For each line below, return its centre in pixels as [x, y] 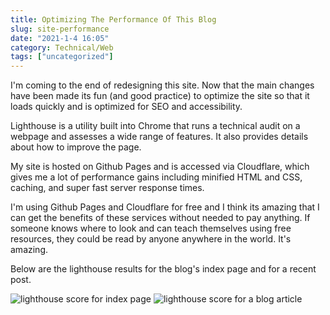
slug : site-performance [60, 29]
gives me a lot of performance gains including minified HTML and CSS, [156, 177]
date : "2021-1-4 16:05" [60, 38]
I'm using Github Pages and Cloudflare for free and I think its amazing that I [165, 207]
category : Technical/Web [62, 47]
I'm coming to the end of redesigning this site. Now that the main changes [162, 85]
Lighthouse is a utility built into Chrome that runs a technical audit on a [155, 126]
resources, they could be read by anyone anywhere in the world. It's [151, 239]
